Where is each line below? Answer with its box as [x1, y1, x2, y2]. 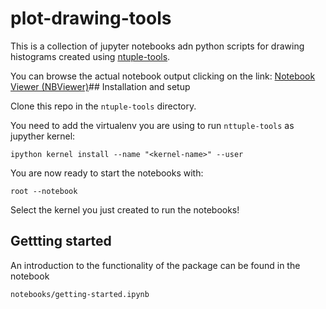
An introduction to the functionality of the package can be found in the [10, 259, 301, 271]
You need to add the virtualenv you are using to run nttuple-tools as [10, 119, 295, 131]
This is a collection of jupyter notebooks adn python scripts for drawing [10, 40, 305, 52]
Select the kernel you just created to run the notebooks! [10, 203, 240, 216]
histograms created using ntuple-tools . [10, 50, 171, 62]
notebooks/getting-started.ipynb [10, 289, 150, 299]
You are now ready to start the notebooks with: [10, 167, 204, 179]
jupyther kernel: [10, 130, 76, 142]
